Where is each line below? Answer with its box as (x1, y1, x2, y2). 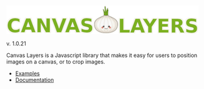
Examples (15, 70, 40, 77)
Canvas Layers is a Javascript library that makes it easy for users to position (6, 51, 198, 59)
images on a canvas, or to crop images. (6, 58, 105, 65)
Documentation (15, 76, 54, 84)
